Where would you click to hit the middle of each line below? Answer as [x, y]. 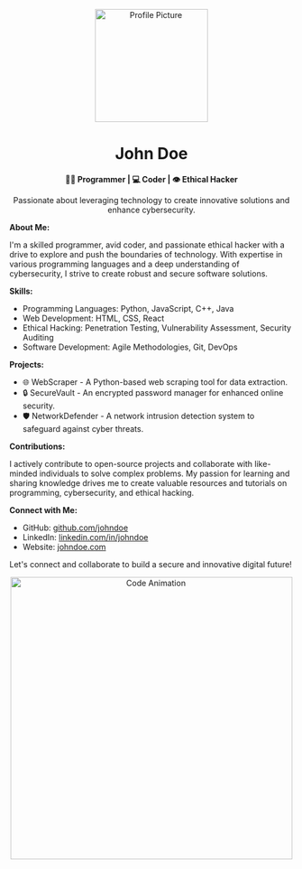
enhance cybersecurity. [151, 210]
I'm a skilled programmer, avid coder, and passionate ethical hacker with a [147, 245]
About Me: [30, 227]
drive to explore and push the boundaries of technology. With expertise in [146, 254]
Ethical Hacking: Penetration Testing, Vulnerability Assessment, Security [156, 327]
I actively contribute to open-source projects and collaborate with [131, 463]
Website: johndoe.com [64, 547]
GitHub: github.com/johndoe [75, 528]
